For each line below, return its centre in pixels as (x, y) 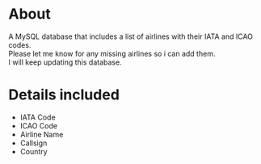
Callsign (34, 143)
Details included (64, 95)
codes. (20, 44)
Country (34, 151)
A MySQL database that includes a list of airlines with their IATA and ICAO (130, 36)
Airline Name (42, 134)
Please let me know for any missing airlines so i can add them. (112, 53)
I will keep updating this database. (65, 62)
